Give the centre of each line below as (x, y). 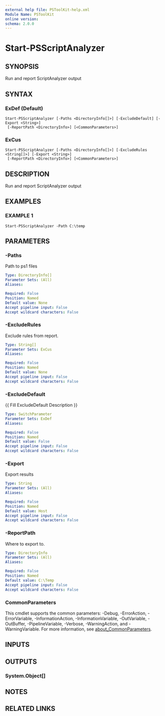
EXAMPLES (23, 202)
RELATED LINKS (30, 709)
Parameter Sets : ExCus (28, 349)
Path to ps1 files (21, 266)
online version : (22, 19)
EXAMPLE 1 (19, 216)
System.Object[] (26, 676)
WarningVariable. (23, 629)
